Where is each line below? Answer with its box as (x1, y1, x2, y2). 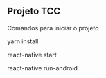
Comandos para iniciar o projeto (7, 23, 99, 32)
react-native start (7, 50, 57, 59)
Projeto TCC (7, 6, 61, 17)
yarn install (7, 37, 39, 46)
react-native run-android (7, 64, 78, 72)
